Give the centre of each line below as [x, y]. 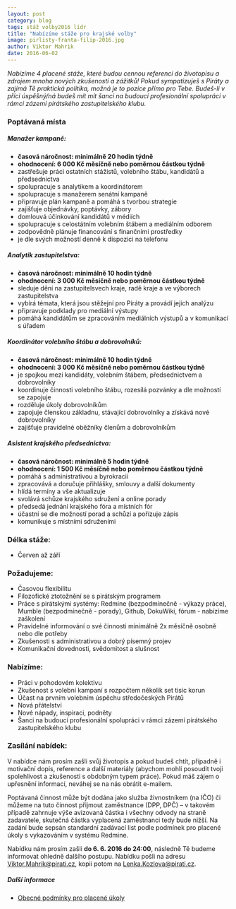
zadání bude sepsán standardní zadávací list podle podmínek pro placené [114, 827]
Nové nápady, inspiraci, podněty [64, 712]
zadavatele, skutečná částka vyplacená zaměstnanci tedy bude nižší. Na [113, 820]
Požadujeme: [30, 573]
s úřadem [31, 325]
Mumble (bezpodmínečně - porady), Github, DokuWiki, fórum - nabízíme [123, 611]
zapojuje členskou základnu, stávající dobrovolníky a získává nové [113, 412]
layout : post [26, 14]
